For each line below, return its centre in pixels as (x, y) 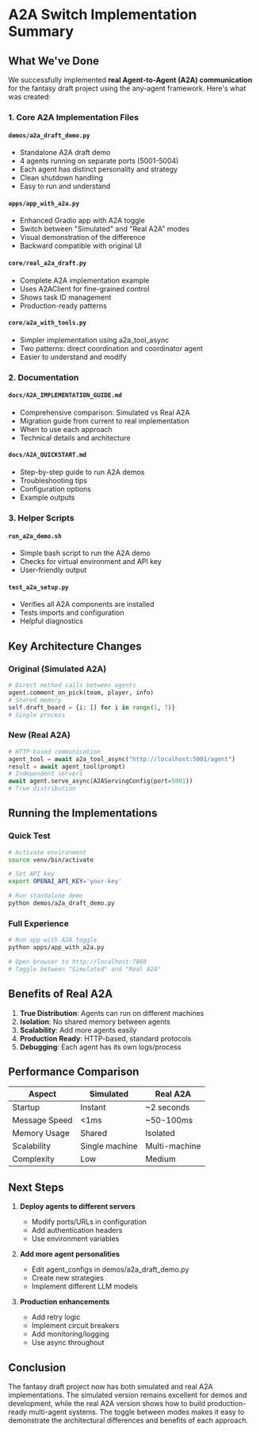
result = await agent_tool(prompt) (67, 767)
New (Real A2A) (40, 735)
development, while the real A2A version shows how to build (107, 1403)
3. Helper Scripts (41, 518)
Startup (26, 1107)
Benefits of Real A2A (61, 994)
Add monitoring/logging (70, 1334)
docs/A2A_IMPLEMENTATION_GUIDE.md (65, 396)
